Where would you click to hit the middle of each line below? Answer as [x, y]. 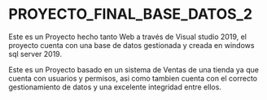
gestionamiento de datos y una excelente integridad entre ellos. [115, 87]
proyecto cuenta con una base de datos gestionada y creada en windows [131, 45]
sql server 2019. [35, 54]
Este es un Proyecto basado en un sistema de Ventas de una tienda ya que [133, 69]
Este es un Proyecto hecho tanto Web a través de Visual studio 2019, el [127, 37]
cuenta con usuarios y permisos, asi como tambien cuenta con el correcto [133, 78]
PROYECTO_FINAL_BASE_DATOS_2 [131, 14]
